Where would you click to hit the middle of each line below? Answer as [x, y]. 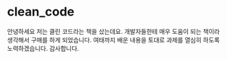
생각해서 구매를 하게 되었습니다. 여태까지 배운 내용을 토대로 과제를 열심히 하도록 [113, 40]
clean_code [41, 12]
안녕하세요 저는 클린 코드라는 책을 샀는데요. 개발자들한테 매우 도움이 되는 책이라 [113, 31]
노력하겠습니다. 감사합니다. [43, 48]
